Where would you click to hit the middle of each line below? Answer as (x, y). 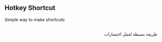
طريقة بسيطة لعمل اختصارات (131, 34)
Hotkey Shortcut (30, 8)
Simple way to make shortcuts (35, 19)
